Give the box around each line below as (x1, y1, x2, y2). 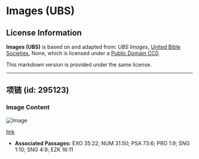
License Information (6, 28, 82, 38)
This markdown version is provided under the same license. (6, 61, 152, 68)
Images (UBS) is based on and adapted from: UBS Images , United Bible (6, 43, 181, 50)
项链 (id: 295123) (6, 85, 69, 95)
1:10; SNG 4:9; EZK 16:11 (14, 146, 73, 153)
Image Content (6, 103, 50, 112)
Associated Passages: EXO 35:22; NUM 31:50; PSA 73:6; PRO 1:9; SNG (14, 139, 190, 147)
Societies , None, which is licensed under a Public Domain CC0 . (6, 50, 161, 57)
